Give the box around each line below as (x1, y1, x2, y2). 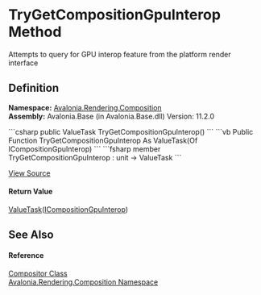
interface (8, 58, 39, 68)
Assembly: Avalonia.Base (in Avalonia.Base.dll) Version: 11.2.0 (8, 111, 215, 121)
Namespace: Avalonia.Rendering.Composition (8, 102, 163, 112)
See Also (8, 228, 54, 242)
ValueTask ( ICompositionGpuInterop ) (8, 204, 129, 214)
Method (8, 23, 62, 41)
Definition (8, 81, 59, 95)
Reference (8, 250, 44, 260)
